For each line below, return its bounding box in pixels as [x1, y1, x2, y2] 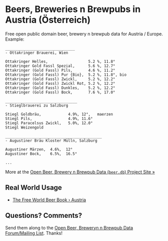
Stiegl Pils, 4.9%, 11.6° [5, 116, 93, 121]
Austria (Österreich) [5, 14, 91, 26]
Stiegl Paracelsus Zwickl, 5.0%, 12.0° [5, 120, 93, 126]
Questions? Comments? [5, 211, 82, 220]
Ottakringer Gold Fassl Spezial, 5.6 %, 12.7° [5, 63, 115, 68]
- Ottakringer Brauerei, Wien [5, 50, 69, 55]
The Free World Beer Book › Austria [12, 197, 86, 203]
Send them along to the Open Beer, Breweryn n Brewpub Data [5, 224, 133, 230]
